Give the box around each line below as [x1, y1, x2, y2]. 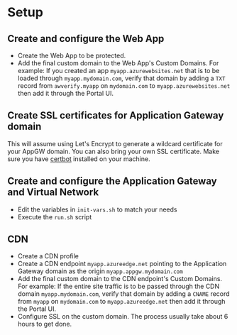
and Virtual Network [7, 186, 99, 199]
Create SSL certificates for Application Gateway [7, 109, 224, 121]
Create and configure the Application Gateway [7, 175, 218, 187]
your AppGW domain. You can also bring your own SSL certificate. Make [7, 147, 220, 155]
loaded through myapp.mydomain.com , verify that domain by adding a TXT [17, 74, 226, 82]
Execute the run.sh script [17, 212, 92, 221]
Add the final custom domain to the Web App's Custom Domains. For [17, 59, 219, 67]
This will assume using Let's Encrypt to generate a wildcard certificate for [7, 139, 224, 148]
